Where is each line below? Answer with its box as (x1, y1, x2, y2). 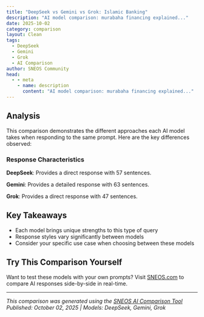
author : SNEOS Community (6, 65, 69, 72)
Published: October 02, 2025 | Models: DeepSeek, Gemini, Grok (6, 304, 166, 311)
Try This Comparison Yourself (6, 257, 123, 268)
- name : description (17, 83, 69, 89)
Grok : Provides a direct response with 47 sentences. (6, 193, 138, 200)
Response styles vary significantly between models (15, 233, 144, 240)
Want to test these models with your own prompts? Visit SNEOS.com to (6, 273, 184, 280)
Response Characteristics (6, 155, 85, 163)
